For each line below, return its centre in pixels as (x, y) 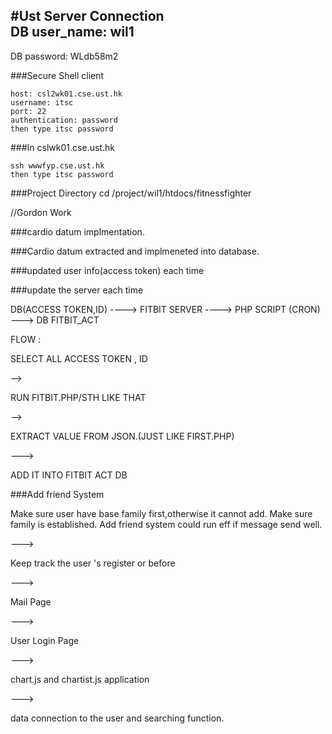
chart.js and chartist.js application (80, 679)
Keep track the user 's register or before (93, 563)
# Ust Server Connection (87, 16)
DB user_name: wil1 (72, 32)
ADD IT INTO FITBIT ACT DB (69, 475)
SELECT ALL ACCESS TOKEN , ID (79, 358)
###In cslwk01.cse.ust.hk (62, 147)
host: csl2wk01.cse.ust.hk (66, 94)
